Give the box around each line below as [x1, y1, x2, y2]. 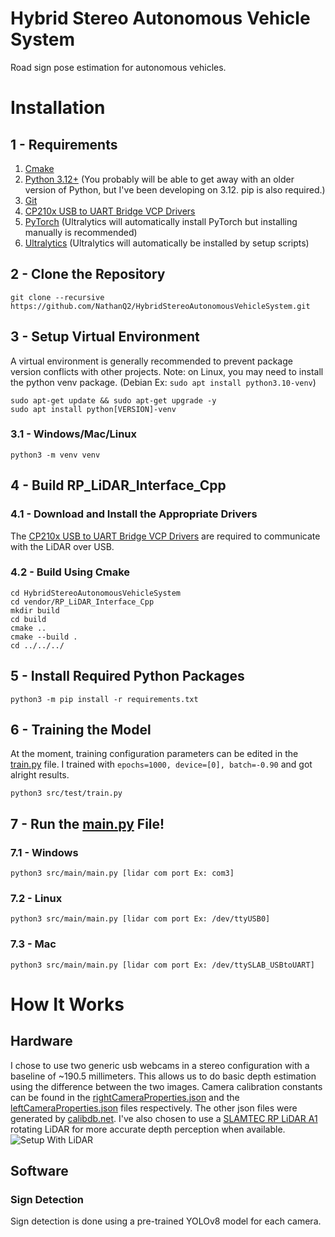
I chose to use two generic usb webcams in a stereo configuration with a [10, 1059, 310, 1071]
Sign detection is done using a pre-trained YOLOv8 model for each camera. [10, 1215, 322, 1227]
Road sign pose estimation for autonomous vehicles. [10, 61, 227, 73]
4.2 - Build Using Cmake [10, 565, 131, 579]
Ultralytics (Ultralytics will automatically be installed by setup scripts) [24, 237, 310, 249]
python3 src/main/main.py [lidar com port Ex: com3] [10, 868, 235, 879]
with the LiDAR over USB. [10, 540, 115, 552]
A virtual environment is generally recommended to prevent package [10, 355, 293, 367]
